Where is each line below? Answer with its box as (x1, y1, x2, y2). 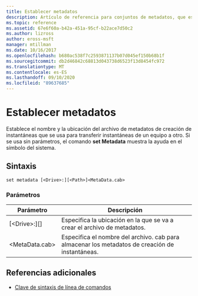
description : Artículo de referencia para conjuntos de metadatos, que (6, 14, 186, 20)
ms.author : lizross (6, 31, 54, 37)
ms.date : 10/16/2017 (6, 47, 57, 53)
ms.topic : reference (6, 20, 57, 25)
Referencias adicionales (6, 268, 97, 278)
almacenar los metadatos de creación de (61, 240, 174, 249)
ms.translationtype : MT (6, 63, 65, 70)
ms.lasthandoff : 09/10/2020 (6, 75, 75, 81)
